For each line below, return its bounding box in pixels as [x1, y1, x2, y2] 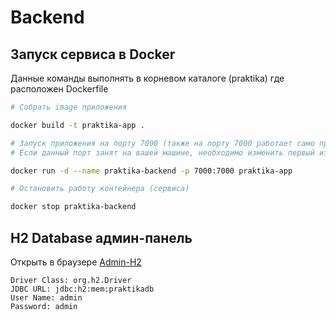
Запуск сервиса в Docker [10, 46, 176, 63]
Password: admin [10, 301, 78, 311]
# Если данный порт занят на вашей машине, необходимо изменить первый [10, 147, 315, 158]
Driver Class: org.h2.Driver [10, 275, 132, 285]
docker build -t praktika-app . [10, 120, 145, 130]
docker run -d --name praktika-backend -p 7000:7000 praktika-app [10, 166, 293, 176]
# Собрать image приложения [10, 102, 128, 112]
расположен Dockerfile [10, 83, 109, 95]
